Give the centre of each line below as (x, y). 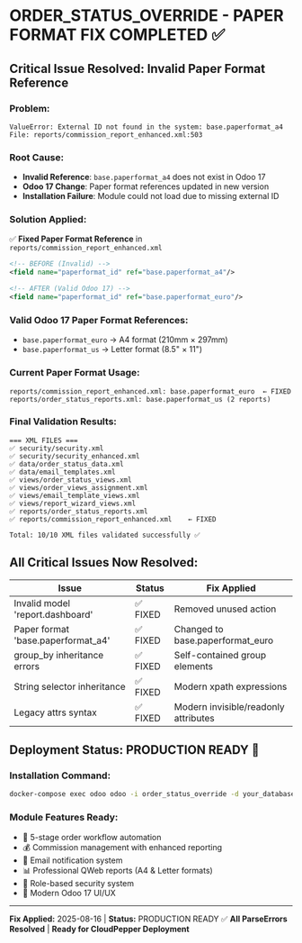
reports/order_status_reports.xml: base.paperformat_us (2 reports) (140, 399)
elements (194, 666)
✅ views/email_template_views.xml (75, 495)
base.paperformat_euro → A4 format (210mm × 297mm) (125, 340)
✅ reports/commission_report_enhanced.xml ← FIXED (113, 519)
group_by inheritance (59, 655)
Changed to (199, 629)
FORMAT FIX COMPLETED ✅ (117, 35)
